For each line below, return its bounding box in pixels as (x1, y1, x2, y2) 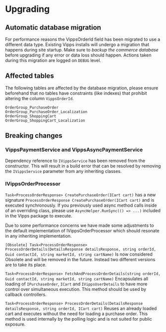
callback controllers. (5, 291, 47, 297)
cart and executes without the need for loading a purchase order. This (5, 311, 148, 317)
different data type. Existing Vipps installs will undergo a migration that (5, 42, 150, 48)
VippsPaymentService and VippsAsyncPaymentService (5, 146, 143, 153)
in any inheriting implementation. (5, 233, 72, 239)
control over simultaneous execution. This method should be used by (5, 286, 146, 292)
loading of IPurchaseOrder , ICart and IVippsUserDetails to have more (5, 281, 148, 287)
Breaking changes (5, 131, 63, 140)
